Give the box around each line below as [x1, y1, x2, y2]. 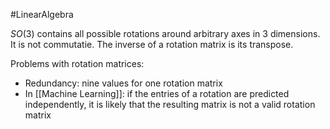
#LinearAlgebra [10, 9, 74, 20]
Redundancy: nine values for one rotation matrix [24, 77, 223, 89]
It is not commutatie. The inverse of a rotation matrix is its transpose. [10, 39, 294, 50]
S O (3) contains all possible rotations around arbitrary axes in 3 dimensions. [10, 28, 321, 39]
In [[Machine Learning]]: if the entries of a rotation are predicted [24, 88, 290, 99]
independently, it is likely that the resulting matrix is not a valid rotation [24, 99, 316, 110]
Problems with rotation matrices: [10, 58, 145, 69]
